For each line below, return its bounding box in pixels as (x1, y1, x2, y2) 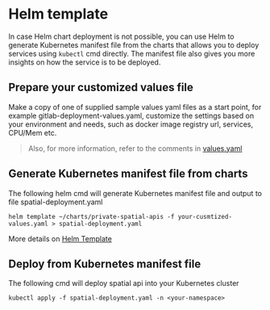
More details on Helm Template (8, 233, 113, 243)
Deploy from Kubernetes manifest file (8, 257, 201, 270)
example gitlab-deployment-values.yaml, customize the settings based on (8, 111, 255, 120)
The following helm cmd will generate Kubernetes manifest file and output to (8, 188, 262, 198)
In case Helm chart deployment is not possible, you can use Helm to (8, 31, 235, 41)
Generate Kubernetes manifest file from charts (8, 167, 248, 181)
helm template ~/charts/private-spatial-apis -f (8, 212, 175, 220)
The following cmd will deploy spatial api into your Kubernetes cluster (8, 279, 239, 288)
